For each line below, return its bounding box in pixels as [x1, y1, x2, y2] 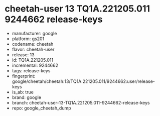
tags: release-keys [12, 67, 51, 73]
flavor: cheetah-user [12, 46, 55, 52]
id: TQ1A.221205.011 [12, 57, 54, 63]
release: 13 [12, 51, 35, 58]
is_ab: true [12, 89, 34, 95]
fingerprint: [12, 73, 36, 79]
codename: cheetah [12, 41, 54, 47]
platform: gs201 [12, 36, 45, 42]
